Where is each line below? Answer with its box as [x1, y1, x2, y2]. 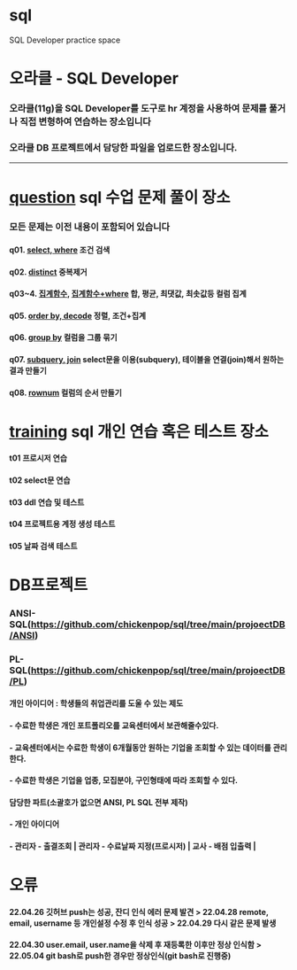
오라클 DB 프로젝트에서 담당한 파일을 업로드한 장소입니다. [9, 141, 238, 153]
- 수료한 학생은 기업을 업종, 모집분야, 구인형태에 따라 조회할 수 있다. [9, 775, 239, 786]
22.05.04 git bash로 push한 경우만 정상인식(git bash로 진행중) [9, 951, 232, 961]
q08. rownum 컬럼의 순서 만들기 [9, 387, 122, 398]
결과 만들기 [9, 365, 47, 376]
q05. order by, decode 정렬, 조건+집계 [9, 310, 147, 321]
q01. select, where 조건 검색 [9, 244, 110, 255]
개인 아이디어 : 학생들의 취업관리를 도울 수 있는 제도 [9, 698, 184, 709]
